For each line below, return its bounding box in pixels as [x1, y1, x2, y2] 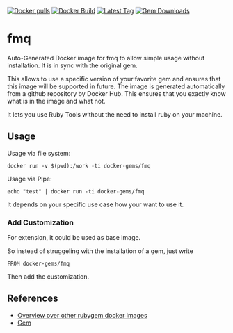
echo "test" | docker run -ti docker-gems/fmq [7, 188, 145, 195]
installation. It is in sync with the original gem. [7, 61, 138, 70]
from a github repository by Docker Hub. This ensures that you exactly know [7, 89, 226, 97]
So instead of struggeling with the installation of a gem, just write [7, 247, 193, 255]
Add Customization [7, 218, 74, 227]
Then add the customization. [7, 273, 90, 281]
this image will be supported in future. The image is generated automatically [7, 82, 225, 90]
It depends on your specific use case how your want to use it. [7, 200, 184, 209]
